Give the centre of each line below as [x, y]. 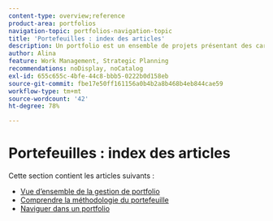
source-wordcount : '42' [49, 99]
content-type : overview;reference [67, 16]
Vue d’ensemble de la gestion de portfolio [90, 192]
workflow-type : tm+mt [45, 91]
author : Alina [32, 53]
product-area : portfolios [52, 23]
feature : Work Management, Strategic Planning [89, 62]
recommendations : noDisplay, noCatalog [76, 69]
